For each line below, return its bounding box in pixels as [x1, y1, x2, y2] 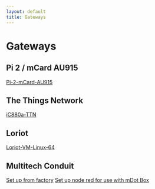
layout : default [6, 8, 46, 15]
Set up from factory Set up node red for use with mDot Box [6, 176, 149, 183]
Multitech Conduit [6, 161, 74, 171]
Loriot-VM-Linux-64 [6, 144, 55, 151]
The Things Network [6, 95, 84, 105]
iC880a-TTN [6, 111, 37, 118]
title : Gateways [6, 14, 46, 20]
